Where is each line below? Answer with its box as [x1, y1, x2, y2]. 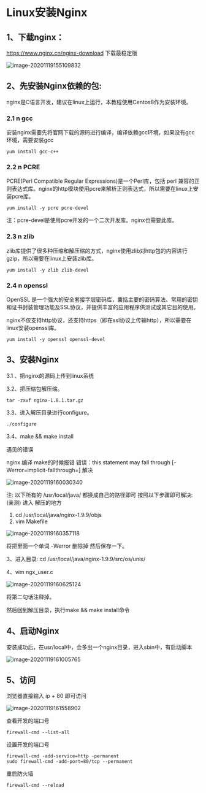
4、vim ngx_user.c [6, 568, 53, 575]
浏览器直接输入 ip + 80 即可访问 [6, 692, 87, 700]
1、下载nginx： [6, 32, 64, 42]
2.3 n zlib [6, 232, 35, 241]
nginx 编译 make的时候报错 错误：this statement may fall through [6, 458, 170, 466]
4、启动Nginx [6, 626, 59, 637]
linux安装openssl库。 [6, 324, 60, 331]
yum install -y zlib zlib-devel [6, 267, 89, 273]
